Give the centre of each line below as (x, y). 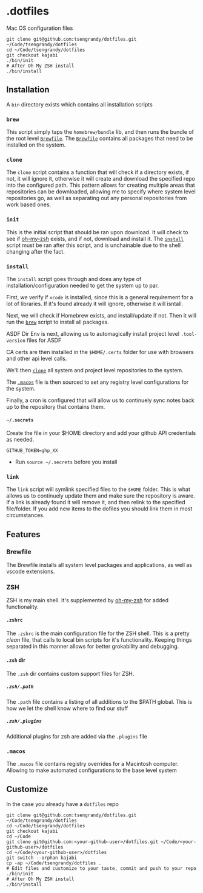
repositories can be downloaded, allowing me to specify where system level (101, 192)
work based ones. (29, 204)
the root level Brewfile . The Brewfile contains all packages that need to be (100, 139)
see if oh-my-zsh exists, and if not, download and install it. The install (95, 238)
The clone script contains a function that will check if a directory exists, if (98, 172)
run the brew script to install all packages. (58, 322)
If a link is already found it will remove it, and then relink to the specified (96, 502)
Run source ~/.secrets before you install (66, 462)
